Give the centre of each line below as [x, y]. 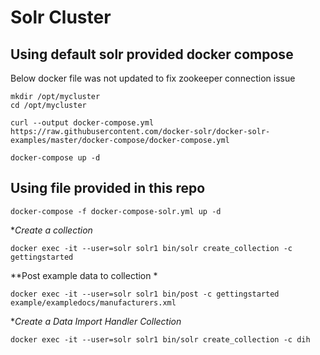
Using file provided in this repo [108, 188]
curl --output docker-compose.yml [82, 123]
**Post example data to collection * [84, 275]
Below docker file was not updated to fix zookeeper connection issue [153, 78]
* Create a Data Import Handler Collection [96, 321]
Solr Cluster [61, 17]
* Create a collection [51, 230]
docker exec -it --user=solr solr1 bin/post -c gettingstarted [145, 294]
